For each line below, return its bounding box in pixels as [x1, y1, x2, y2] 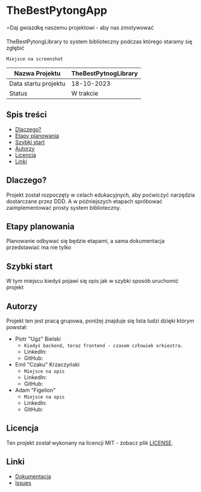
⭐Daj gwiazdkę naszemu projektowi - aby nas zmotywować [6, 24, 154, 31]
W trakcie [71, 89, 99, 97]
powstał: [6, 324, 28, 330]
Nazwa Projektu [14, 69, 61, 77]
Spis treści [6, 110, 47, 120]
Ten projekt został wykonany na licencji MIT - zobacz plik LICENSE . [6, 439, 173, 446]
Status [9, 89, 28, 97]
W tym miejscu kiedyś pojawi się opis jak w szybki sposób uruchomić [6, 277, 179, 285]
